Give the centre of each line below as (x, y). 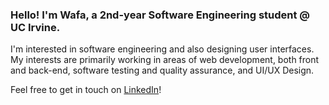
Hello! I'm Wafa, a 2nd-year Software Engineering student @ (160, 15)
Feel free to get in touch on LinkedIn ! (86, 90)
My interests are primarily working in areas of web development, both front (165, 60)
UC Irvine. (35, 27)
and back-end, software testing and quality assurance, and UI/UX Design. (162, 70)
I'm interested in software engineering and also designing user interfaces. (162, 49)
